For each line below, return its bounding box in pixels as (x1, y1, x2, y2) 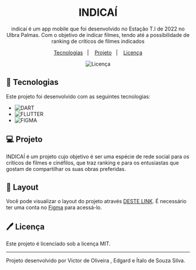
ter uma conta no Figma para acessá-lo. (6, 204, 102, 211)
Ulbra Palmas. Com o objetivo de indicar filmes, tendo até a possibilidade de (6, 31, 190, 38)
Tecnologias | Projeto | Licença (53, 49, 143, 56)
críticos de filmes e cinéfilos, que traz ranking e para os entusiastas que (6, 159, 179, 166)
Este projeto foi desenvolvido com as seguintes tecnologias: (6, 93, 150, 100)
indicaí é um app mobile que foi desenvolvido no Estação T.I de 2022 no (11, 25, 185, 32)
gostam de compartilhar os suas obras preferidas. (6, 165, 127, 172)
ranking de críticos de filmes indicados (51, 37, 145, 45)
